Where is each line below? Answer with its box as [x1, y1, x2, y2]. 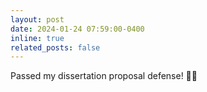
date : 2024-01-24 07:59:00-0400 [10, 24, 145, 34]
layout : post [10, 14, 65, 25]
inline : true [10, 33, 65, 43]
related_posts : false [10, 42, 101, 53]
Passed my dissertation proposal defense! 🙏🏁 [10, 70, 198, 82]
